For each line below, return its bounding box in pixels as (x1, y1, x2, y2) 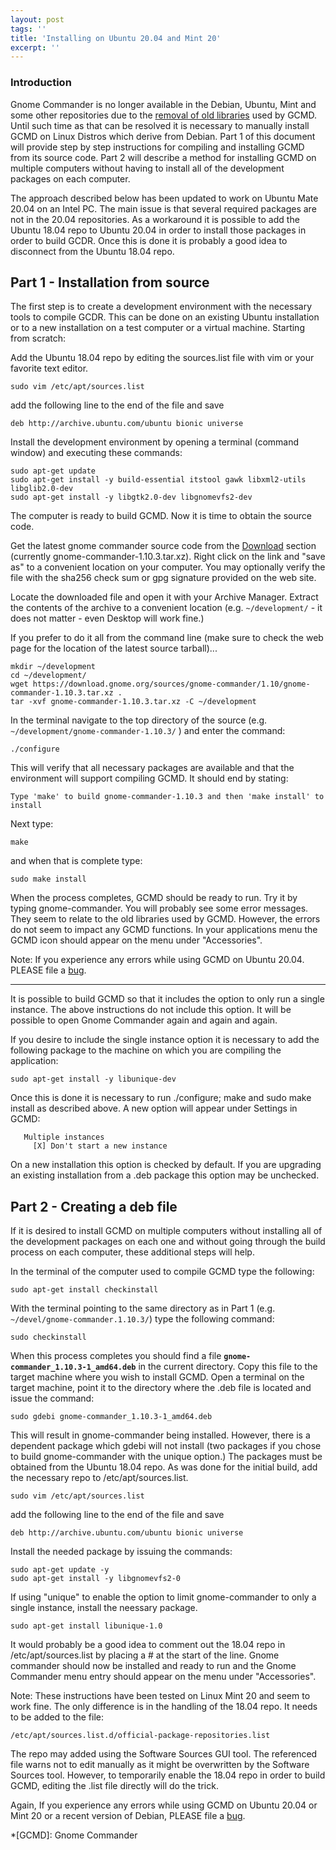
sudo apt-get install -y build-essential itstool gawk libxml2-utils (10, 475, 307, 485)
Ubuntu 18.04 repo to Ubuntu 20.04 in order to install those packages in (10, 224, 307, 236)
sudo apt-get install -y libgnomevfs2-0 (10, 1574, 182, 1584)
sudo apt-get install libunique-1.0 (10, 1621, 163, 1631)
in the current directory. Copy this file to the (138, 1361, 318, 1373)
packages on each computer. (10, 172, 131, 185)
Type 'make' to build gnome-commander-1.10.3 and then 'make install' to (10, 792, 325, 802)
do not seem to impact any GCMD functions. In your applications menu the (10, 924, 318, 936)
